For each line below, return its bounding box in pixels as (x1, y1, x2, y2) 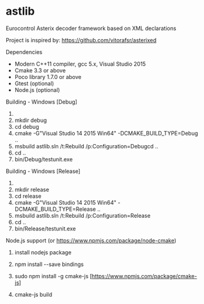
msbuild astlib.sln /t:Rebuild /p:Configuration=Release (14, 211, 151, 219)
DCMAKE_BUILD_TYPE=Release (14, 205, 96, 213)
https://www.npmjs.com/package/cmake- (91, 272, 197, 279)
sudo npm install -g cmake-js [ (14, 272, 93, 279)
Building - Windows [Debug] (6, 98, 78, 105)
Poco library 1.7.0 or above (14, 73, 82, 80)
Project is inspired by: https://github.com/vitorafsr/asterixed (6, 36, 157, 44)
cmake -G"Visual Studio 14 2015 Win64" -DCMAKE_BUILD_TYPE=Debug (14, 129, 198, 137)
